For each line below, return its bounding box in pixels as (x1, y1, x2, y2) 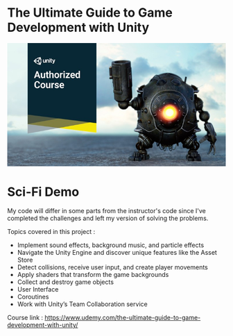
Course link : (7, 314, 44, 322)
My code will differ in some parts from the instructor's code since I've (7, 207, 206, 215)
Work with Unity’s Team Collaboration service (17, 300, 148, 308)
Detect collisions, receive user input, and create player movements (17, 263, 208, 271)
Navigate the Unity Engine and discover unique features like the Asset (17, 249, 217, 257)
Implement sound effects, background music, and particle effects (17, 241, 205, 249)
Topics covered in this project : (7, 228, 96, 236)
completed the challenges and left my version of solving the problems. (7, 214, 209, 223)
